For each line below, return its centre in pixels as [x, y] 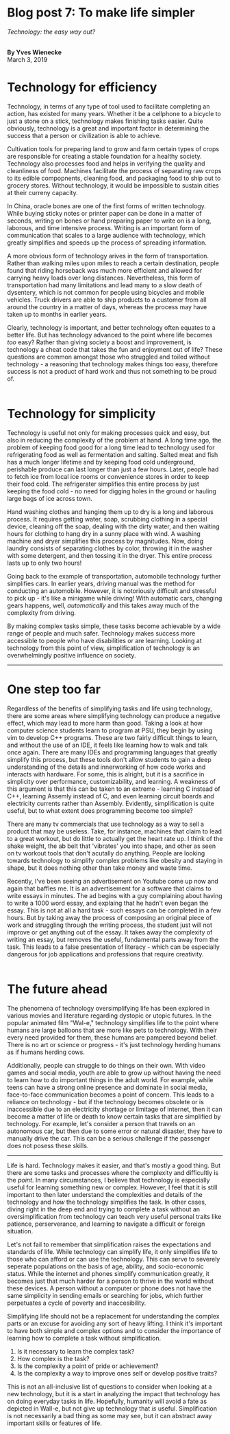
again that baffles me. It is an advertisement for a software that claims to [109, 888]
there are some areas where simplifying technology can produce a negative [114, 715]
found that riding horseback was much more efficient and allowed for [105, 270]
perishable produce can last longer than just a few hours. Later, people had [113, 469]
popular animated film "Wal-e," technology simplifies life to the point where [113, 1022]
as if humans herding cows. [46, 1052]
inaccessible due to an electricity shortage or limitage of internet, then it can [115, 1109]
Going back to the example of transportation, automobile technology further [114, 576]
